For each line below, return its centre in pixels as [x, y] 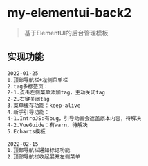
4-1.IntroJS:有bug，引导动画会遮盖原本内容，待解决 [74, 118]
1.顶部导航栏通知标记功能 [39, 151]
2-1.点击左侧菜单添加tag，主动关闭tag [56, 93]
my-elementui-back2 [70, 13]
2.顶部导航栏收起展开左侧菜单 [44, 157]
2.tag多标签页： [28, 86]
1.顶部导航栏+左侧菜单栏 [38, 80]
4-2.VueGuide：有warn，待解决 [47, 125]
